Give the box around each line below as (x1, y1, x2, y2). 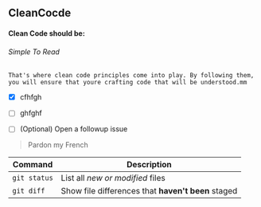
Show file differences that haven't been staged (60, 186, 238, 197)
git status (12, 174, 53, 182)
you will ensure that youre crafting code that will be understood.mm (8, 79, 247, 87)
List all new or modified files (60, 173, 166, 184)
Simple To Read (8, 47, 60, 57)
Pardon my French (27, 140, 89, 150)
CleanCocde (8, 6, 72, 20)
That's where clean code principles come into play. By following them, (8, 72, 255, 80)
